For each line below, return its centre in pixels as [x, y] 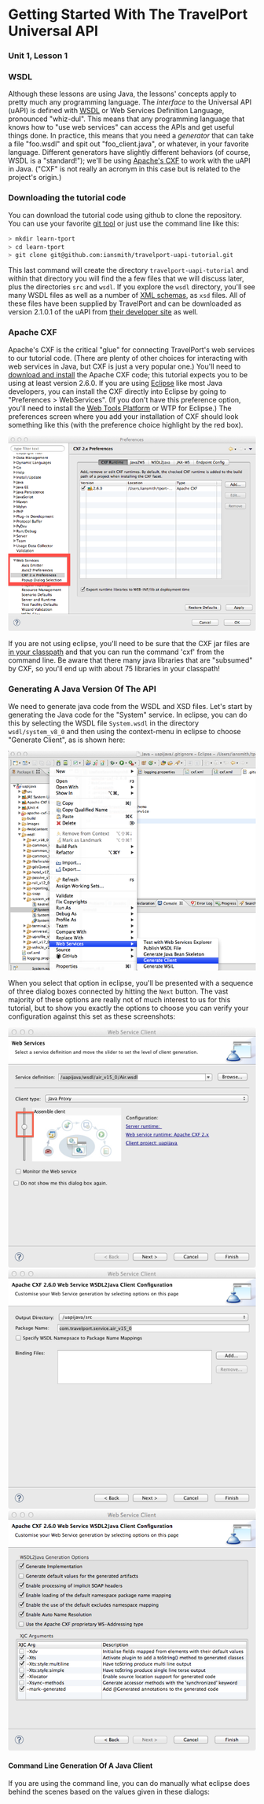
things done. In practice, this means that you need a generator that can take [131, 136]
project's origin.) [35, 178]
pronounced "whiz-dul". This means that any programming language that [126, 119]
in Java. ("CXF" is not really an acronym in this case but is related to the [125, 169]
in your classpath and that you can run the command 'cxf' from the [116, 652]
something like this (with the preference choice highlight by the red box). [126, 424]
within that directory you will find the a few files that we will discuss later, [126, 279]
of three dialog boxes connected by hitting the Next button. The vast [118, 991]
